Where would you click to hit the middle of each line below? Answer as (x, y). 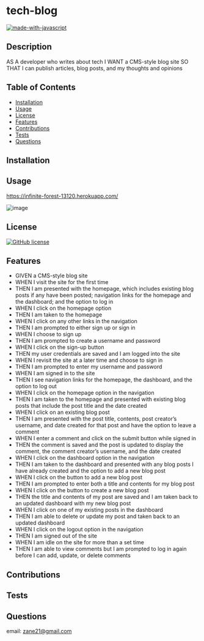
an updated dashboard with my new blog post (73, 503)
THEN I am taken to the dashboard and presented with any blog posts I (104, 464)
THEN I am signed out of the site (56, 536)
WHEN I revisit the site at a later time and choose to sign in (89, 360)
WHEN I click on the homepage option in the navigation (85, 393)
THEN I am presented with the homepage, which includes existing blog (104, 289)
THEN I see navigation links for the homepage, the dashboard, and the (104, 380)
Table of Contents (41, 87)
